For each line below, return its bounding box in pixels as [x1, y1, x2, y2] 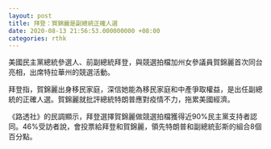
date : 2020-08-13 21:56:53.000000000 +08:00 [8, 27, 161, 35]
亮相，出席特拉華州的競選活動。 [8, 68, 115, 77]
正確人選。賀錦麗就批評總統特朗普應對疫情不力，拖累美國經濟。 [22, 94, 235, 105]
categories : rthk [8, 34, 67, 43]
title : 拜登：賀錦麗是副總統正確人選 [8, 19, 119, 27]
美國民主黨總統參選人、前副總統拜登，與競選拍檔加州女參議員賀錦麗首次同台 [8, 57, 263, 67]
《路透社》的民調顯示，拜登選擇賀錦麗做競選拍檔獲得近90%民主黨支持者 [8, 112, 251, 122]
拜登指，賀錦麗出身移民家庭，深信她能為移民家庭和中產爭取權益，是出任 [8, 85, 248, 94]
